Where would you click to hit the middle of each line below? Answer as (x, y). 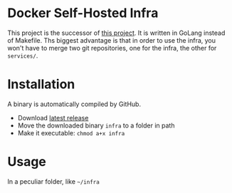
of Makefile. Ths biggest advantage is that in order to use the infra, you (111, 40)
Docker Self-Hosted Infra (83, 13)
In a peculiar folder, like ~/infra (53, 181)
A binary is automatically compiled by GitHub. (74, 104)
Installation (41, 84)
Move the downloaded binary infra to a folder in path (96, 125)
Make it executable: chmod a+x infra (71, 132)
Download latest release (53, 118)
